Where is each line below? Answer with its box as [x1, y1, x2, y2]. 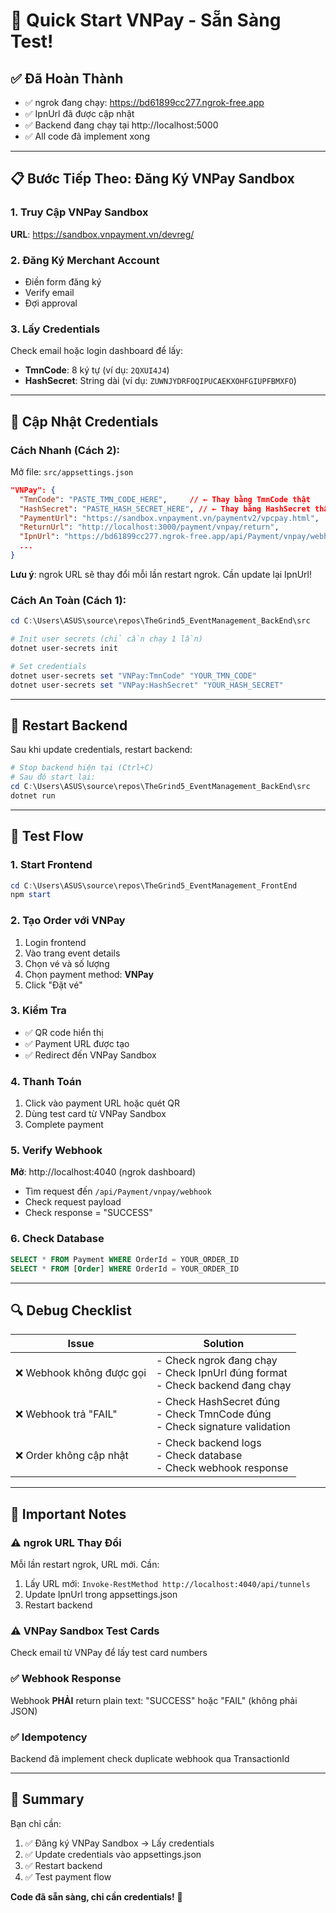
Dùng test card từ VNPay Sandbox [24, 1108, 167, 1120]
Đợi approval [24, 297, 78, 309]
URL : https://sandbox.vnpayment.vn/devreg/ [10, 228, 195, 240]
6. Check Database [10, 1232, 105, 1246]
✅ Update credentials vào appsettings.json [24, 1848, 202, 1860]
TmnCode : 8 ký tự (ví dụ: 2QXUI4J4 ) [24, 364, 170, 376]
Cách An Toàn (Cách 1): [10, 593, 127, 607]
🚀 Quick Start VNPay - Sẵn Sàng [10, 9, 282, 32]
